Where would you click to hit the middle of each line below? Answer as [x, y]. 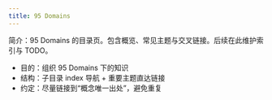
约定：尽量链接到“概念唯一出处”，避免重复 [91, 88]
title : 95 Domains [39, 16]
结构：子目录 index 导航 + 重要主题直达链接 [93, 77]
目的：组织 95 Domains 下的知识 [74, 67]
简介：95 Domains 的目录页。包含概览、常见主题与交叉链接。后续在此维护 [133, 40]
